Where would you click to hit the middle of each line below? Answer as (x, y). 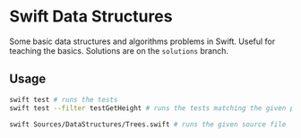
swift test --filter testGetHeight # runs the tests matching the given (148, 108)
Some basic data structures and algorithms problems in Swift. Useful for (142, 41)
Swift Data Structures (91, 17)
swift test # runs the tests (64, 99)
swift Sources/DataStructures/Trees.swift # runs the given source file (148, 124)
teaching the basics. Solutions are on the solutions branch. (119, 50)
